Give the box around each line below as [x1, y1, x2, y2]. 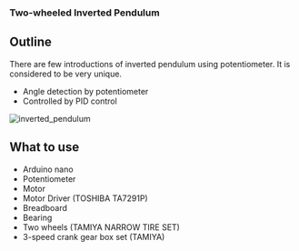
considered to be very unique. [9, 68, 123, 79]
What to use [9, 139, 80, 156]
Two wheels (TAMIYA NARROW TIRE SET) [22, 221, 180, 233]
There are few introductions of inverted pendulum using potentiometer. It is [9, 58, 291, 69]
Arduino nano [22, 164, 75, 175]
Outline [9, 35, 52, 50]
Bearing [22, 212, 53, 223]
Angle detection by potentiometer [22, 85, 149, 96]
